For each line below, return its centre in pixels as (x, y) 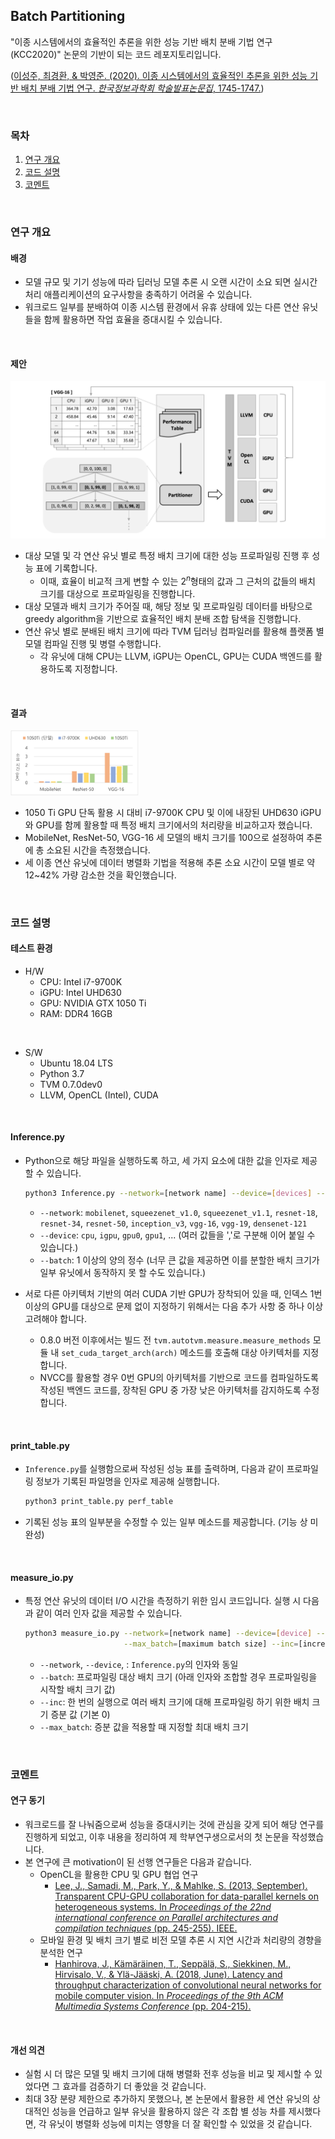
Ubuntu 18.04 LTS (76, 1063)
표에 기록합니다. (66, 568)
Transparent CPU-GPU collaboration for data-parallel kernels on (187, 1896)
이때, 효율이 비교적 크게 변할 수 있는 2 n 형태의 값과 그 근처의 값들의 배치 (177, 581)
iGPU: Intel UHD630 (80, 992)
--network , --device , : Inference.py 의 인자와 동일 (139, 1664)
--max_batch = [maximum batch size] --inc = (211, 1644)
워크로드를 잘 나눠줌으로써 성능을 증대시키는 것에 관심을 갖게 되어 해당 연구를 (174, 1825)
